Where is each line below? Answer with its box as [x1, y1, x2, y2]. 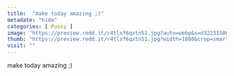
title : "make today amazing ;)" [7, 10, 104, 17]
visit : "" [7, 42, 36, 49]
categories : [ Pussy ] [7, 23, 73, 30]
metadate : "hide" [7, 17, 58, 23]
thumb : [7, 36, 26, 43]
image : [7, 29, 26, 37]
